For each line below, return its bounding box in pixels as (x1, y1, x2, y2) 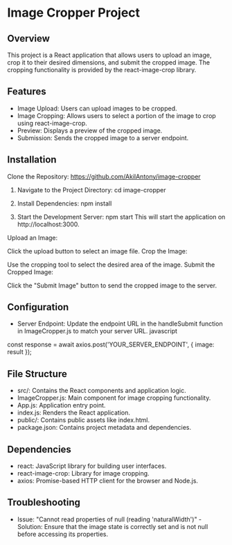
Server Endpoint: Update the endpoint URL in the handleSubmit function (17, 319, 223, 328)
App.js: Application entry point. (17, 401, 106, 410)
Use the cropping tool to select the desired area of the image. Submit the (7, 260, 215, 269)
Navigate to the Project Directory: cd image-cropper (17, 185, 166, 194)
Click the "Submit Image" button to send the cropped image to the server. (7, 281, 217, 290)
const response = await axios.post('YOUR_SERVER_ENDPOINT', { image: (7, 340, 215, 349)
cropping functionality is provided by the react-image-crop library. (7, 66, 197, 74)
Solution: (17, 522, 43, 530)
